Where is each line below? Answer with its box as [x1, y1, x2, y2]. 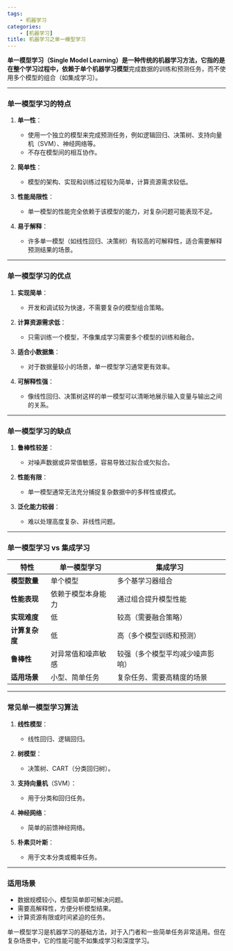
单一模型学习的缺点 [7, 426, 71, 435]
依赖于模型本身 [51, 589, 100, 599]
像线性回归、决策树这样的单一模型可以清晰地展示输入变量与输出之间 [27, 392, 223, 400]
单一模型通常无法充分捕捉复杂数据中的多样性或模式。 [27, 488, 180, 496]
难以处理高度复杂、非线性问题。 [27, 518, 119, 526]
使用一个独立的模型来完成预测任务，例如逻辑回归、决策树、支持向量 [27, 131, 223, 139]
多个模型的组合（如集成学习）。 [12, 74, 102, 82]
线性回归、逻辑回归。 [27, 735, 89, 743]
